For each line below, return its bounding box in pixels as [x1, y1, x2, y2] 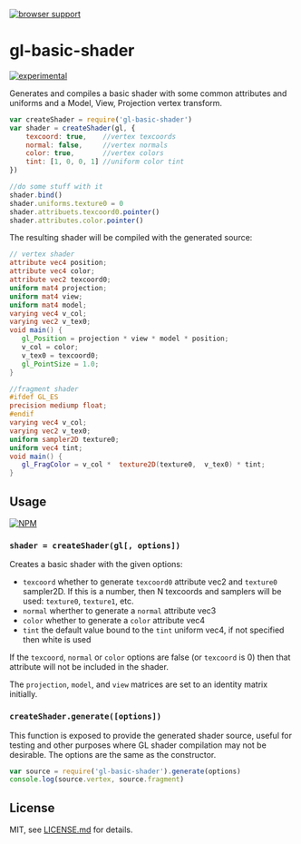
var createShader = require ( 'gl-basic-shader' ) [9, 114, 193, 124]
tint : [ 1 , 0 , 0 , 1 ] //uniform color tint [25, 157, 185, 167]
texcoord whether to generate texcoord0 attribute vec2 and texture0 [22, 576, 278, 587]
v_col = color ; [21, 343, 79, 352]
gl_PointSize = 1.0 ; [21, 359, 100, 368]
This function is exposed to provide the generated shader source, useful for [9, 730, 293, 741]
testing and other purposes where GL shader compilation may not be [9, 740, 267, 751]
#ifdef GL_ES [9, 393, 59, 402]
